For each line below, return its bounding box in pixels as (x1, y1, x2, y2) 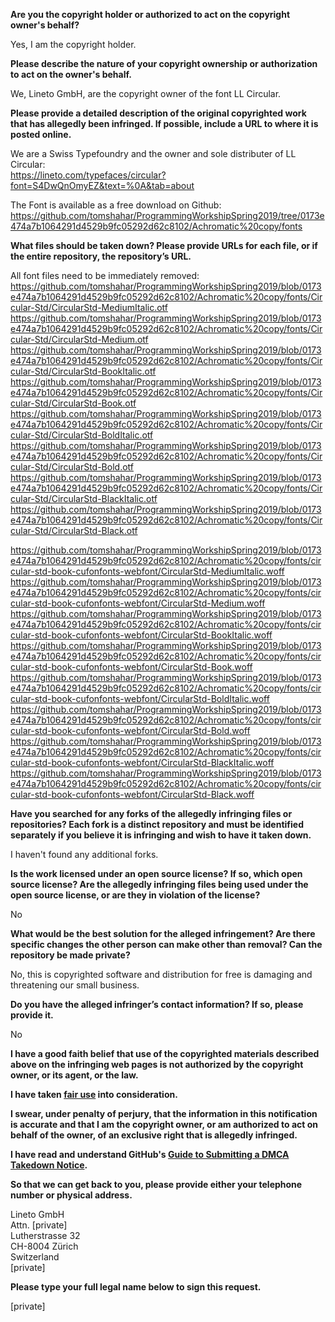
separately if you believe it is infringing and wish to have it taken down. (10, 829, 312, 841)
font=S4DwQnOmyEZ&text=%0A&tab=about (10, 180, 195, 191)
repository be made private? (10, 949, 131, 961)
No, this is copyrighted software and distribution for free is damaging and (10, 969, 313, 980)
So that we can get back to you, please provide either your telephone (10, 1179, 303, 1190)
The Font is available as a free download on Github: (10, 199, 222, 211)
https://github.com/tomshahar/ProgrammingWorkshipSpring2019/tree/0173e (10, 210, 325, 221)
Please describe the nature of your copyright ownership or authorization (10, 58, 318, 69)
